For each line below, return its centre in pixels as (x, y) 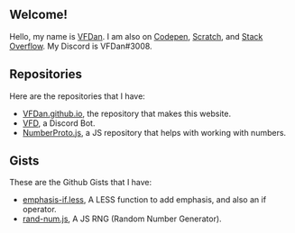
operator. (39, 210)
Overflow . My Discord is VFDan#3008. (81, 46)
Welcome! (38, 15)
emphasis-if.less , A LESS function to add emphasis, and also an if (144, 200)
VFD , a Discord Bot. (59, 123)
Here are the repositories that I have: (78, 96)
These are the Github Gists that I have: (81, 183)
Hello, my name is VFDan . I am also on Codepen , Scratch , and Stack (136, 36)
